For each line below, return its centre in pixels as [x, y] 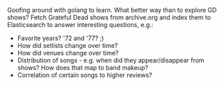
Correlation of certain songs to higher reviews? [85, 75]
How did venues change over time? [68, 53]
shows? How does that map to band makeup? [82, 68]
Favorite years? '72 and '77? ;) [61, 38]
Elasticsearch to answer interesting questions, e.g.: [80, 25]
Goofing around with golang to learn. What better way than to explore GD [112, 10]
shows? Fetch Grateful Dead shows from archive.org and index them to [109, 17]
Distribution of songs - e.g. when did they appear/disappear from [111, 60]
